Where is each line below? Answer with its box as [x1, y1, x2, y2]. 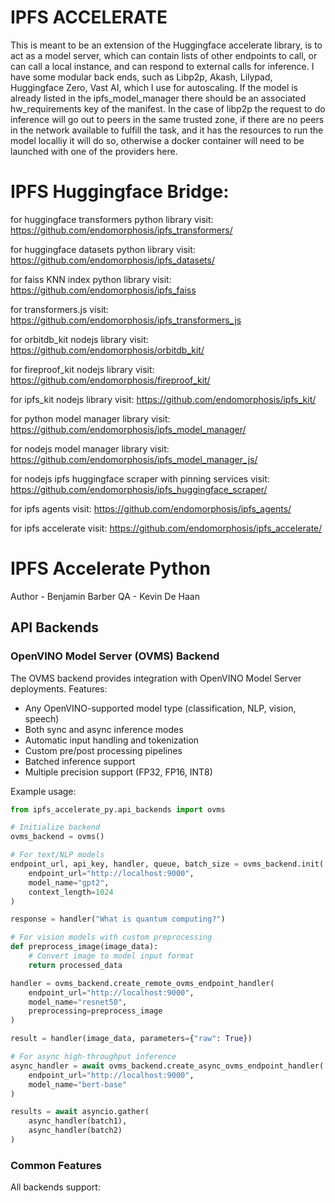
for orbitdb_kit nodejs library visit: [10, 333, 149, 345]
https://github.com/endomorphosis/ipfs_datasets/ [10, 254, 215, 266]
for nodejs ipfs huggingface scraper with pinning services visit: [10, 472, 270, 485]
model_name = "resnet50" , [28, 997, 128, 1007]
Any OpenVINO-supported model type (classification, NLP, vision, [24, 702, 297, 714]
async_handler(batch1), [28, 1116, 128, 1126]
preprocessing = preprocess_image [28, 1006, 163, 1016]
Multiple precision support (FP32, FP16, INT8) [24, 766, 213, 778]
